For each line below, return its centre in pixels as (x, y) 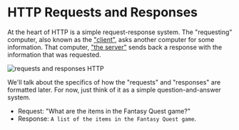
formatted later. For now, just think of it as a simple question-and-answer (114, 90)
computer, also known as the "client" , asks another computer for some (111, 39)
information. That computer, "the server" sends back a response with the (115, 47)
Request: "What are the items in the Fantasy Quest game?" (104, 111)
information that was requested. (54, 55)
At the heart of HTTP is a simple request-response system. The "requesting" (120, 32)
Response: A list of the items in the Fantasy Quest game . (107, 119)
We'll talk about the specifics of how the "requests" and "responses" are (114, 82)
